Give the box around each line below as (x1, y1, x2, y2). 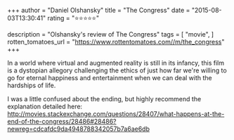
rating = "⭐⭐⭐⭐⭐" (47, 14, 100, 22)
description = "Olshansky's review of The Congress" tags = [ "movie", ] (7, 30, 214, 38)
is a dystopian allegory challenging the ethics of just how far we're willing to (7, 66, 227, 75)
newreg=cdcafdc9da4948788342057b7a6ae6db (7, 125, 150, 133)
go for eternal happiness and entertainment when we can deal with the (7, 74, 212, 82)
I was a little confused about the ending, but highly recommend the (7, 95, 202, 103)
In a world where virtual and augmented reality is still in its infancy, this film (7, 59, 225, 67)
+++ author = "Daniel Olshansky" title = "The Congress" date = (7, 6, 190, 14)
